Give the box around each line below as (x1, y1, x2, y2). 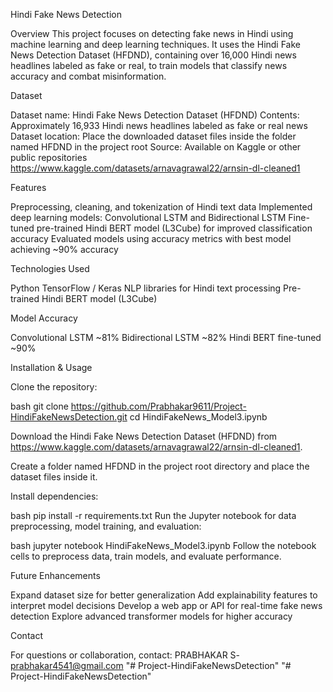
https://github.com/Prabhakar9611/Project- (70, 400, 247, 412)
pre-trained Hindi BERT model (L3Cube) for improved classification (36, 222, 313, 234)
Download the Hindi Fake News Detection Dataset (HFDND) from (10, 430, 278, 442)
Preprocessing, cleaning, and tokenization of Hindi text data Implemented (10, 201, 313, 213)
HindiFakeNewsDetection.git (10, 411, 128, 423)
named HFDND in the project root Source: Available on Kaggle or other (10, 141, 302, 153)
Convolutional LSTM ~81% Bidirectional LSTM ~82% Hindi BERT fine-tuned (10, 332, 322, 343)
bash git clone (10, 400, 69, 412)
